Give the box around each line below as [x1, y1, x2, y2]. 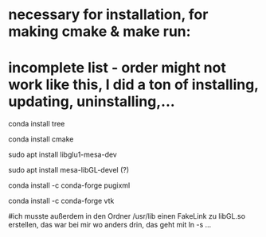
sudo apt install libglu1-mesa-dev [8, 150, 117, 160]
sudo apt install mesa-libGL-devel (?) [8, 165, 130, 175]
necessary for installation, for [8, 6, 209, 24]
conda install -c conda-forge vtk [8, 196, 115, 206]
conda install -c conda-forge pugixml [8, 181, 131, 190]
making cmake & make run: [8, 22, 191, 41]
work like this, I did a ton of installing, [8, 76, 259, 94]
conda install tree [8, 119, 65, 129]
